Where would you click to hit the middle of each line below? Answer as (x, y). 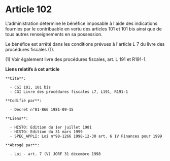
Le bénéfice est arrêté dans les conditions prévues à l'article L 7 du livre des (85, 44)
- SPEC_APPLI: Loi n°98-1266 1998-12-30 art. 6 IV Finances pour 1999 (86, 136)
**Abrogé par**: (22, 145)
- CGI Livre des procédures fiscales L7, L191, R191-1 (69, 92)
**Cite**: (16, 78)
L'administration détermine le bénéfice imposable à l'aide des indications (81, 23)
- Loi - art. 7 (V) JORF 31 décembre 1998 (55, 154)
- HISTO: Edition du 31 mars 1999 (46, 132)
